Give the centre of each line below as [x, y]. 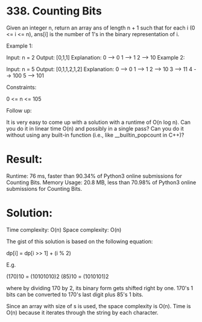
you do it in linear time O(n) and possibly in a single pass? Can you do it [95, 128]
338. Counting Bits [54, 11]
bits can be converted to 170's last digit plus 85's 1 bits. [75, 294]
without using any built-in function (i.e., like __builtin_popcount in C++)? [95, 135]
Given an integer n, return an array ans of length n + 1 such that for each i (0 [101, 28]
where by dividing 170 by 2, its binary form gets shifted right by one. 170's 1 [100, 288]
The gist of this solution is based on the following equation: [80, 241]
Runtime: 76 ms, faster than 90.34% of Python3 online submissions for [94, 176]
